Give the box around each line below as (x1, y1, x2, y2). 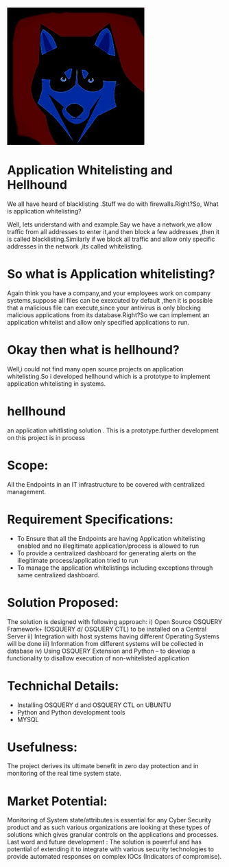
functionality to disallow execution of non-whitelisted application (7, 654, 190, 662)
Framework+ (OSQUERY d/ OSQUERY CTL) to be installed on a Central (7, 625, 207, 633)
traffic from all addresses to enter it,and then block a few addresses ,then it (7, 227, 220, 235)
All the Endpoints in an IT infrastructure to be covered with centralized (7, 480, 205, 488)
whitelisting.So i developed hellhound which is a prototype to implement (7, 372, 210, 380)
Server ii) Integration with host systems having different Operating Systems (7, 632, 219, 640)
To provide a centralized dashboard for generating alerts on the (16, 548, 197, 557)
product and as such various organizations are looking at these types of (7, 823, 210, 831)
